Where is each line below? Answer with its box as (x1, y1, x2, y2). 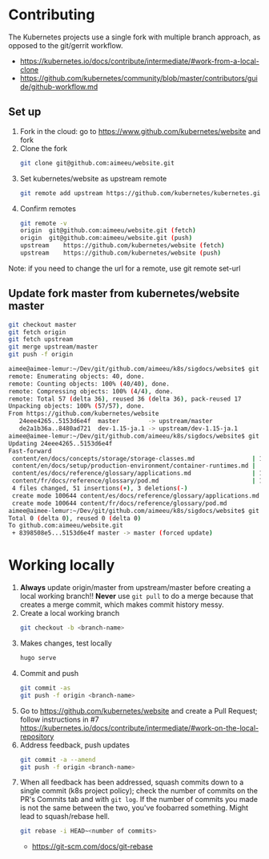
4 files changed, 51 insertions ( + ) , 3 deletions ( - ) (11, 484, 188, 493)
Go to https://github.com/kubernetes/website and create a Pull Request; (19, 706, 258, 715)
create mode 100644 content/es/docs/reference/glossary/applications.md (11, 491, 260, 499)
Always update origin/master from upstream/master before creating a (19, 583, 251, 592)
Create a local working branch (19, 609, 120, 618)
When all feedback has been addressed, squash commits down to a (19, 777, 244, 788)
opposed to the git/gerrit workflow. (8, 40, 123, 50)
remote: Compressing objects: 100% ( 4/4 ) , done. (8, 387, 174, 395)
